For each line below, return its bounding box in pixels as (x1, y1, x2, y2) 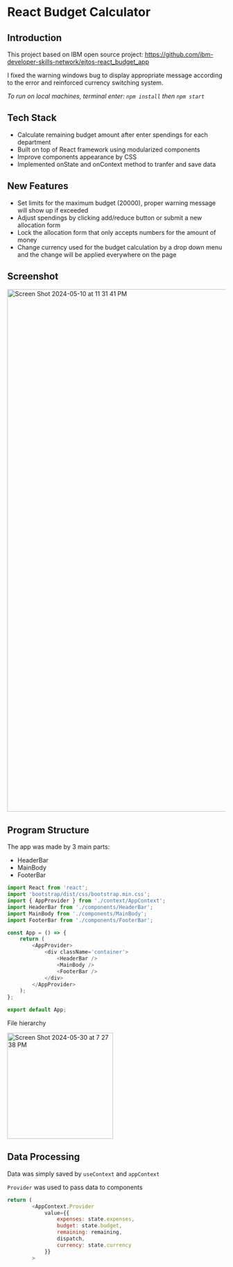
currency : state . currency (56, 1241, 132, 1248)
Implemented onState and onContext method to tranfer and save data (17, 160, 216, 168)
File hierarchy (7, 1019, 46, 1027)
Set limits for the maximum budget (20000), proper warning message (17, 199, 216, 207)
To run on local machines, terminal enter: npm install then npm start (7, 92, 205, 100)
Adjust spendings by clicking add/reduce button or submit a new (17, 213, 202, 222)
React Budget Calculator (7, 4, 151, 20)
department (17, 138, 51, 146)
